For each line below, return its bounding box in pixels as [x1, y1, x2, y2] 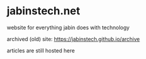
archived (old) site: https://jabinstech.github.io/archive [7, 35, 140, 42]
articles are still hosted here [7, 46, 75, 54]
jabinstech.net [7, 4, 80, 18]
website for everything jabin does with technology [7, 24, 130, 31]
